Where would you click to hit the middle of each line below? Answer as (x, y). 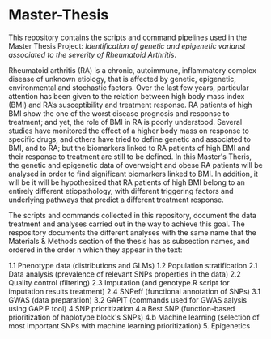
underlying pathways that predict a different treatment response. (116, 200)
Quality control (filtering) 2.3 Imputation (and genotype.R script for (119, 282)
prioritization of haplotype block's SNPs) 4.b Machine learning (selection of (134, 317)
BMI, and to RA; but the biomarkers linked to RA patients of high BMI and (129, 148)
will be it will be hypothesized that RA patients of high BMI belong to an (127, 182)
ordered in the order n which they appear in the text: (95, 250)
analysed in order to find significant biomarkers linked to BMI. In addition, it (133, 174)
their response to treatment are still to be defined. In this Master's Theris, (130, 157)
